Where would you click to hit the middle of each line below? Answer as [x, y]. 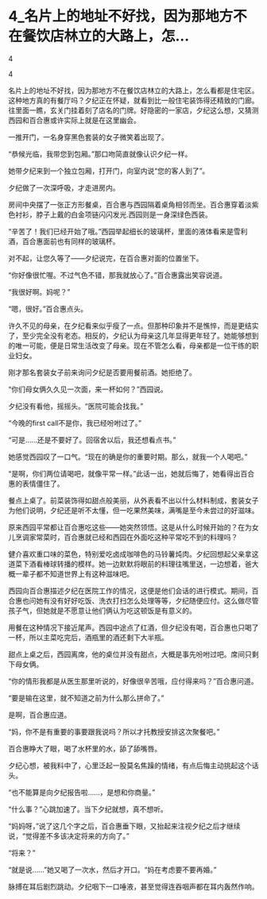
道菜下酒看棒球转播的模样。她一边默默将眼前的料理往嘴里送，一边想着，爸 [130, 564]
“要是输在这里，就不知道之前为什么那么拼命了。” [86, 698]
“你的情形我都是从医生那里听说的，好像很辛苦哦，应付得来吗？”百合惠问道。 [133, 681]
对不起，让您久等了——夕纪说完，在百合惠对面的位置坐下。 [106, 258]
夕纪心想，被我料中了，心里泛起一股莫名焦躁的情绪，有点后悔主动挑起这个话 [133, 765]
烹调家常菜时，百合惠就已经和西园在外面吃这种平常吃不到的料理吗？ [126, 537]
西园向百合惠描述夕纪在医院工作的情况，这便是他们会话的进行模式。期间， [130, 590]
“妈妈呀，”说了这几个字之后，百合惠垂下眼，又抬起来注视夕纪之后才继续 [124, 826]
